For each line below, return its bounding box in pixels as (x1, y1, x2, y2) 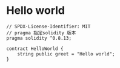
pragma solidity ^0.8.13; (6, 35, 72, 41)
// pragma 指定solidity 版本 (6, 29, 76, 36)
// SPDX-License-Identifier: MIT (6, 23, 91, 29)
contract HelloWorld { (6, 46, 64, 52)
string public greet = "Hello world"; (17, 51, 115, 57)
